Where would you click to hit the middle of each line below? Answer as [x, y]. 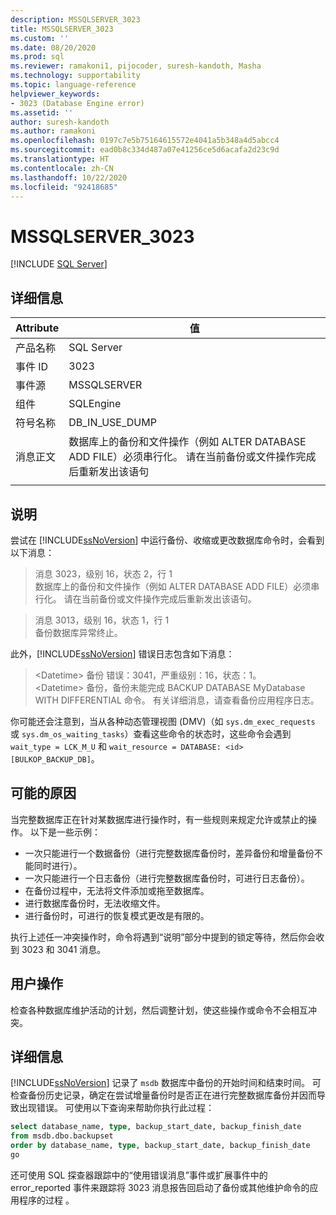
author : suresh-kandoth [60, 122]
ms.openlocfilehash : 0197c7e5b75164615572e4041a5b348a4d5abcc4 [145, 141]
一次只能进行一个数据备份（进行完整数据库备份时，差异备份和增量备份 [169, 853]
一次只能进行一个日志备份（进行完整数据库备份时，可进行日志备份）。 [167, 878]
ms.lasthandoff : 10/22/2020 [69, 177]
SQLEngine [95, 404]
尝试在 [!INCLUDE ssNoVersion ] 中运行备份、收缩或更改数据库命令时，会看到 [167, 540]
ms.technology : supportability [75, 76]
